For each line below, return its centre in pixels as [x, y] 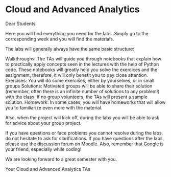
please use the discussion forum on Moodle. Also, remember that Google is [84, 144]
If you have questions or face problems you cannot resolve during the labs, [84, 133]
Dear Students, [21, 24]
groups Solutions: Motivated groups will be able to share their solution [79, 86]
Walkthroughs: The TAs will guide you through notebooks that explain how [83, 59]
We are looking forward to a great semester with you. [61, 159]
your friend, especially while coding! [43, 149]
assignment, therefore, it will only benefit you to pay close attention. [77, 75]
